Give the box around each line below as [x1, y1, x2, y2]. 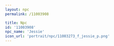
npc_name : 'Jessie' [5, 30, 45, 34]
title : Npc [5, 20, 27, 25]
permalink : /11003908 [5, 12, 49, 16]
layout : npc [5, 7, 29, 12]
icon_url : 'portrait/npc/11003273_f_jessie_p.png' [5, 34, 110, 39]
